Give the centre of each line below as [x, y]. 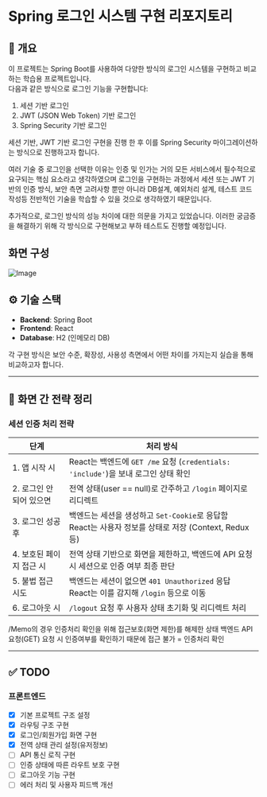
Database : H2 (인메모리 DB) [65, 337]
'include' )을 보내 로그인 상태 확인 [130, 474]
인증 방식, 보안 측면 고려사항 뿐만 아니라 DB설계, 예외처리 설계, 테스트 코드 [137, 189]
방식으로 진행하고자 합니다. [58, 152]
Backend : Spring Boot [56, 320]
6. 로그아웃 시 [37, 608]
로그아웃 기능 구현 [47, 775]
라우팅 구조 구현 [44, 725]
